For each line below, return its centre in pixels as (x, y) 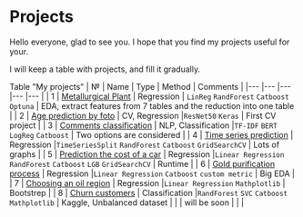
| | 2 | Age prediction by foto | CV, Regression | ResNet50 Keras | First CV (143, 115)
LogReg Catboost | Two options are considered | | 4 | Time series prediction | (151, 134)
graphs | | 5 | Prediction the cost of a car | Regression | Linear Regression (147, 154)
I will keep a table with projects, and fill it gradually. (105, 69)
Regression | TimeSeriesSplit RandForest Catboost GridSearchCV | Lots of (145, 144)
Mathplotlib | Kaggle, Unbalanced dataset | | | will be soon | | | (126, 202)
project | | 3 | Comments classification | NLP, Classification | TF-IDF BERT (143, 125)
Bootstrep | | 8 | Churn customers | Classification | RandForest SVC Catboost (149, 192)
